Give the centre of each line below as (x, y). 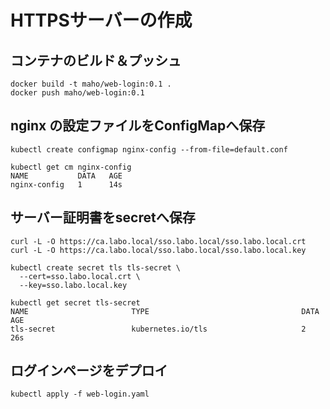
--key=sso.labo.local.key (73, 285)
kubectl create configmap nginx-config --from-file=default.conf (149, 149)
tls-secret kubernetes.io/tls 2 (158, 329)
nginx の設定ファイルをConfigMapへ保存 (138, 126)
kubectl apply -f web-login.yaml (80, 394)
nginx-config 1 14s (66, 184)
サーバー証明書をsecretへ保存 (103, 217)
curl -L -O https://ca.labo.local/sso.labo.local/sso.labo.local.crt (158, 241)
